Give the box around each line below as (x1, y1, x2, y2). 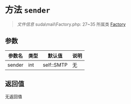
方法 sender (5, 4, 50, 15)
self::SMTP (43, 61, 68, 68)
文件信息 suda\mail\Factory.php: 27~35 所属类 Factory (16, 21, 126, 27)
